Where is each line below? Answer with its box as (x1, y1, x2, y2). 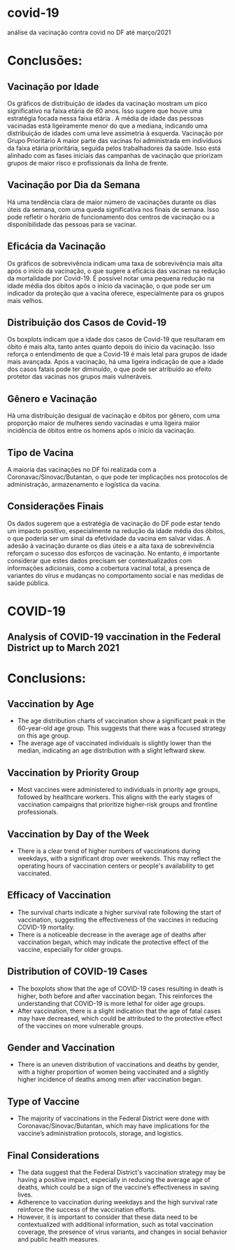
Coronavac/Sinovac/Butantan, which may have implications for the (17, 1122, 210, 1130)
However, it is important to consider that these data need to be (17, 1213, 198, 1221)
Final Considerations (7, 1149, 100, 1162)
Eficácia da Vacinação (7, 241, 106, 253)
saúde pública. (7, 579, 50, 587)
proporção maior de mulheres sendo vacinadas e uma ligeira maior (7, 419, 201, 427)
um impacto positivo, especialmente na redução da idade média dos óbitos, (7, 526, 225, 535)
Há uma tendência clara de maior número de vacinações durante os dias (7, 198, 217, 206)
